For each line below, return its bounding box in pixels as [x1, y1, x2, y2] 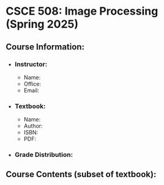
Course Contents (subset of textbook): [6, 169, 157, 180]
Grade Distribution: [14, 151, 73, 159]
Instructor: [14, 60, 48, 68]
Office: [23, 80, 41, 87]
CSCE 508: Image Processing [6, 4, 158, 18]
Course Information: [6, 42, 85, 52]
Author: [23, 122, 43, 129]
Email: [23, 87, 39, 94]
